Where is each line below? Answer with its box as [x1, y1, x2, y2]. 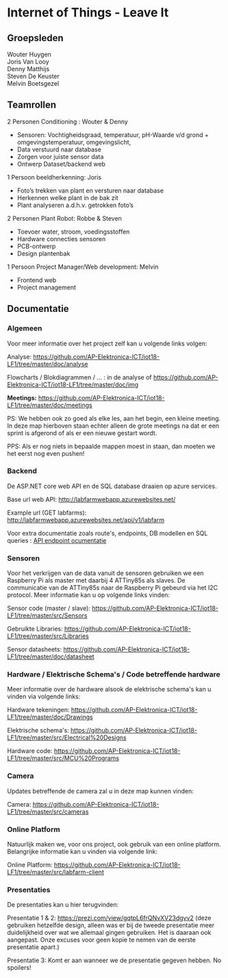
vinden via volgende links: [7, 692, 81, 700]
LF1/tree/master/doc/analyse [7, 360, 88, 368]
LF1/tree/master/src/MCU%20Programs [7, 754, 120, 762]
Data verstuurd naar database [16, 145, 101, 154]
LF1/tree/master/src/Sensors [7, 611, 88, 620]
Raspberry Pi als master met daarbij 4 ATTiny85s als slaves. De [7, 576, 186, 585]
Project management [16, 283, 77, 291]
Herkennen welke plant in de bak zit [16, 193, 118, 201]
